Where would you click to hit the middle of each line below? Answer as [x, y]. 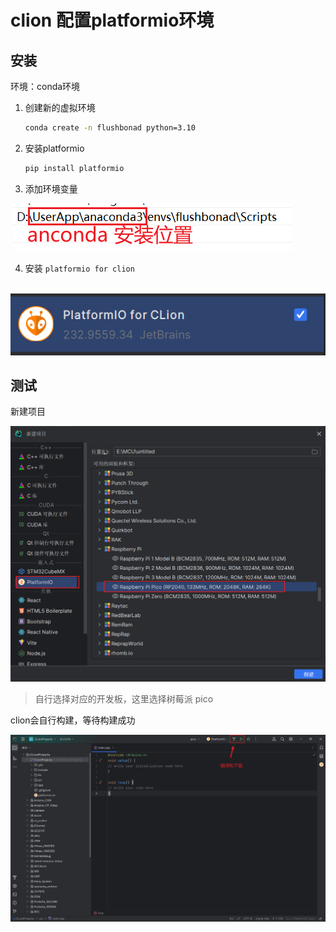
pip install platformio [74, 168]
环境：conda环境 [45, 86]
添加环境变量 [51, 188]
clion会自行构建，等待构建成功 [73, 720]
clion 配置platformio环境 [112, 20]
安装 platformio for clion [79, 268]
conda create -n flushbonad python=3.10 [110, 128]
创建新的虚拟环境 [60, 107]
